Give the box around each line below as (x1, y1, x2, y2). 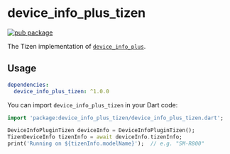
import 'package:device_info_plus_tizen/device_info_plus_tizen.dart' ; (7, 114, 224, 122)
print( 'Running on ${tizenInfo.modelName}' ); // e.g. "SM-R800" (7, 140, 204, 148)
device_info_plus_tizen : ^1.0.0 (13, 88, 110, 95)
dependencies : (7, 81, 50, 88)
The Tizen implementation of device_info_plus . (7, 42, 146, 50)
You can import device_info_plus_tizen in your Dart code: (7, 100, 178, 109)
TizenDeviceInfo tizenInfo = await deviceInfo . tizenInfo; (7, 134, 182, 141)
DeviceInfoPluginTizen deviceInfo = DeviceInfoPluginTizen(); (7, 127, 195, 134)
